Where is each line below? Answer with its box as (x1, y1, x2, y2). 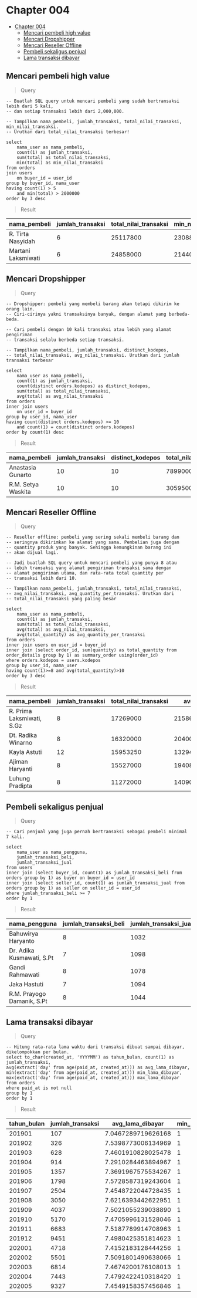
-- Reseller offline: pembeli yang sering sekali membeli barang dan (6, 535, 180, 540)
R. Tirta (9, 229, 29, 238)
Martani (9, 246, 30, 255)
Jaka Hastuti (9, 981, 44, 989)
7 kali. (6, 834, 25, 840)
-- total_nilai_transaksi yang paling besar (6, 596, 117, 602)
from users (6, 865, 33, 871)
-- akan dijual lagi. (6, 550, 59, 556)
